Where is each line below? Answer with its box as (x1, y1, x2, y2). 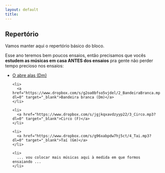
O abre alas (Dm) (12, 72, 47, 79)
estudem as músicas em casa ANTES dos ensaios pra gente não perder (5, 58, 154, 64)
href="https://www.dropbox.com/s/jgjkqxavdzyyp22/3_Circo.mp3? (23, 112, 156, 117)
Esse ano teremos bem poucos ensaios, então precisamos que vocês (5, 53, 146, 58)
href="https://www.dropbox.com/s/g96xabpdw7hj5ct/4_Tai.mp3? (23, 134, 152, 139)
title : (5, 12, 19, 17)
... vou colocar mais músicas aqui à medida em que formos (17, 155, 141, 160)
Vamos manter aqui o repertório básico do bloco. (5, 43, 105, 49)
